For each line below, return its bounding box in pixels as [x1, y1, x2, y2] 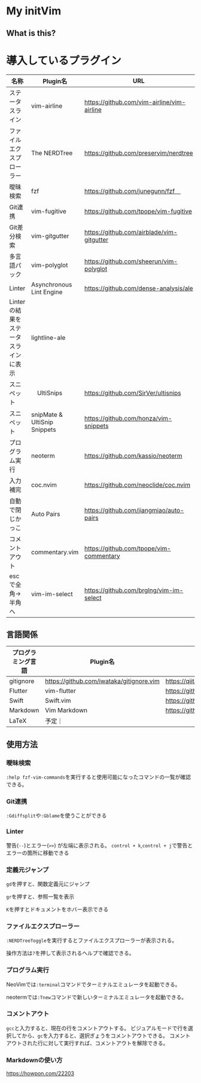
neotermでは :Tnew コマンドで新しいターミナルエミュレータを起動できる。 [6, 993, 187, 1000]
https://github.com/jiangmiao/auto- [84, 506, 184, 514]
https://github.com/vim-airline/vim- [84, 97, 186, 106]
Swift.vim [44, 697, 71, 705]
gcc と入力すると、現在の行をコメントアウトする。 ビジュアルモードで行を [6, 1024, 188, 1032]
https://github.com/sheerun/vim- [84, 257, 178, 266]
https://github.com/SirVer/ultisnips [84, 389, 181, 397]
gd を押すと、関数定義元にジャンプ [6, 880, 90, 887]
